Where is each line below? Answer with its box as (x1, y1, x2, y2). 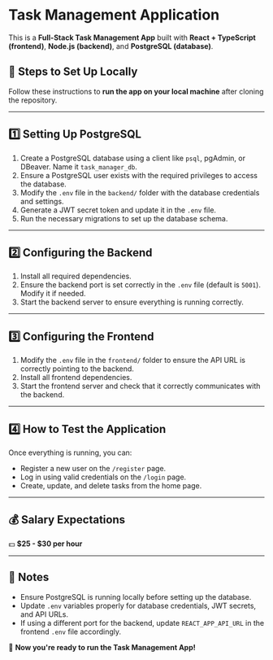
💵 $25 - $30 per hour (8, 539, 83, 549)
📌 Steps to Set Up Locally (8, 65, 138, 79)
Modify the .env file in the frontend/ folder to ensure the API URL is (19, 356, 246, 365)
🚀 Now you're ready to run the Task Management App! (8, 642, 197, 652)
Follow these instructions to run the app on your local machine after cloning (8, 86, 264, 96)
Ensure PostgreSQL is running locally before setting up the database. (19, 592, 252, 601)
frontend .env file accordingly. (19, 627, 122, 636)
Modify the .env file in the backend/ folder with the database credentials (19, 187, 260, 197)
